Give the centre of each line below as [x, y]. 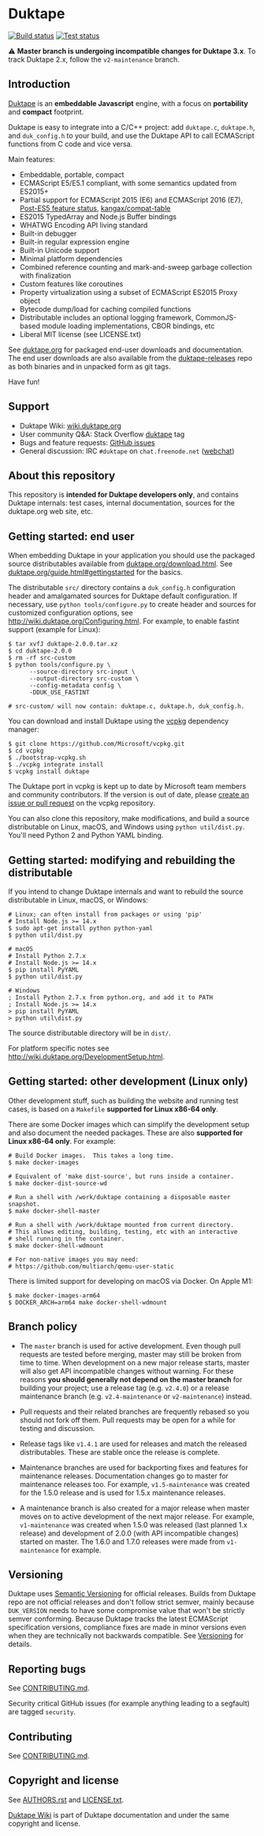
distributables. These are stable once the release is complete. [120, 1452]
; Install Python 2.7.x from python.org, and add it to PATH [111, 997]
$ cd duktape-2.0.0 [40, 651]
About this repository [62, 475]
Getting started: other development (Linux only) [128, 1082]
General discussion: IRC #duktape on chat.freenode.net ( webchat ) [127, 451]
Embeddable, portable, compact [72, 174]
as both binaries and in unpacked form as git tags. [89, 366]
